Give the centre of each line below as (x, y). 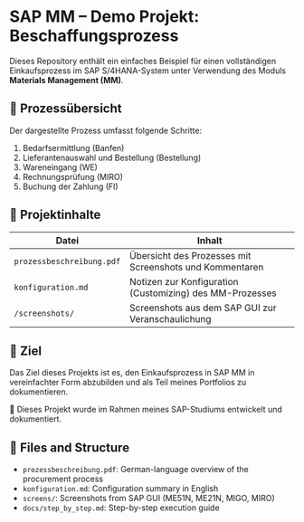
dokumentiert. (35, 419)
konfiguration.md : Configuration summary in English (120, 489)
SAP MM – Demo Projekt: (104, 17)
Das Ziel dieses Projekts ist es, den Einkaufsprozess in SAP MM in (132, 373)
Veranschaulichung (171, 318)
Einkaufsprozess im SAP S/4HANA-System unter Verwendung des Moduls (148, 71)
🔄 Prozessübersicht (66, 109)
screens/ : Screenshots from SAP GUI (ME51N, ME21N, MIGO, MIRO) (149, 498)
